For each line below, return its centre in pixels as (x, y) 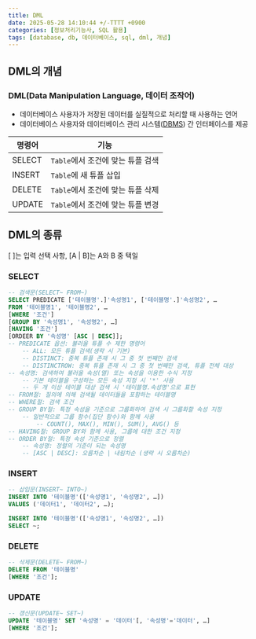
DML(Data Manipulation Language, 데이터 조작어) (101, 95)
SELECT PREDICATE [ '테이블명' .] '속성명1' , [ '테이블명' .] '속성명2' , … (113, 299)
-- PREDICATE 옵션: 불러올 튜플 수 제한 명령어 (77, 344)
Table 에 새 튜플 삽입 (86, 175)
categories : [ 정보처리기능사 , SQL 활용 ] (68, 30)
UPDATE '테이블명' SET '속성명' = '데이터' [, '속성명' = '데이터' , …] (109, 621)
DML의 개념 (35, 71)
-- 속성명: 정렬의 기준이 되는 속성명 (74, 446)
